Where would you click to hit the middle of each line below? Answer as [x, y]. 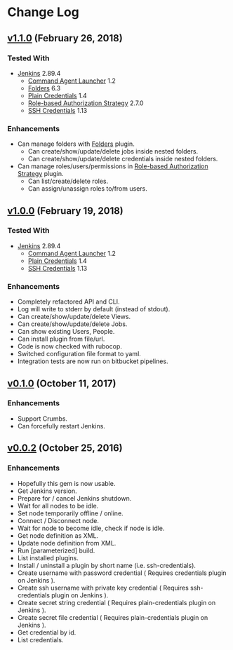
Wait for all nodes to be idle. [58, 506]
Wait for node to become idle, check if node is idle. [91, 528]
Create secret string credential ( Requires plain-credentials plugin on [116, 602]
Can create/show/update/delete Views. [74, 317]
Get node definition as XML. [58, 535]
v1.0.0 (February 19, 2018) [66, 211]
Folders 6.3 [44, 88]
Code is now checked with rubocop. [70, 346]
